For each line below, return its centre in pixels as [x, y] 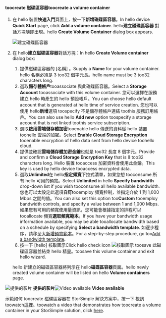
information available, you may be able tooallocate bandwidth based [89, 222]
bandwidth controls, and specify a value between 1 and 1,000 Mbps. [89, 204]
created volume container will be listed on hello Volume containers [81, 273]
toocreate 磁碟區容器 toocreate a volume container [58, 7]
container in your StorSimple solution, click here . [55, 311]
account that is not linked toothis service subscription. [75, 123]
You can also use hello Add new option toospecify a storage [90, 117]
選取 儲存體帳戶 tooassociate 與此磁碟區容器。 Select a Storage [83, 86]
